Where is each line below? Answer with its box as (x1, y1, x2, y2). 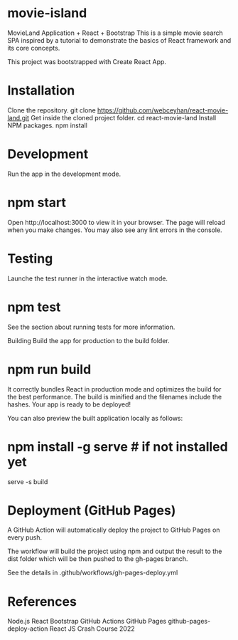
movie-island (7, 5, 87, 21)
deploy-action (7, 624, 48, 633)
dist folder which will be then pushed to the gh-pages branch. (7, 555, 188, 563)
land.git (7, 113, 30, 122)
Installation (7, 83, 75, 99)
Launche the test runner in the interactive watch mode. (7, 274, 168, 283)
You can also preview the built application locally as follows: (7, 414, 183, 422)
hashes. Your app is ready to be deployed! (7, 400, 131, 409)
